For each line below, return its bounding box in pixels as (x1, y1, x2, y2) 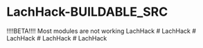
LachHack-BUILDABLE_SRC (6, 4, 168, 20)
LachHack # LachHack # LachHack (6, 34, 107, 42)
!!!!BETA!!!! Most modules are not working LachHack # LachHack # (6, 27, 197, 35)
